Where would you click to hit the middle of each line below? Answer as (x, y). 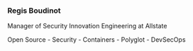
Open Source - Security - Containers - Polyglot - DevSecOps (96, 40)
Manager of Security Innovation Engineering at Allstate (87, 26)
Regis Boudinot (34, 11)
